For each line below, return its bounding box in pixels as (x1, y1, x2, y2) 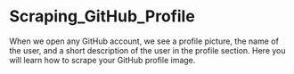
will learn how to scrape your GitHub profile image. (9, 54, 196, 65)
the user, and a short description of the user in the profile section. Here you (9, 45, 286, 55)
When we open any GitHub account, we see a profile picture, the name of (9, 36, 279, 46)
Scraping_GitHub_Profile (9, 6, 196, 27)
